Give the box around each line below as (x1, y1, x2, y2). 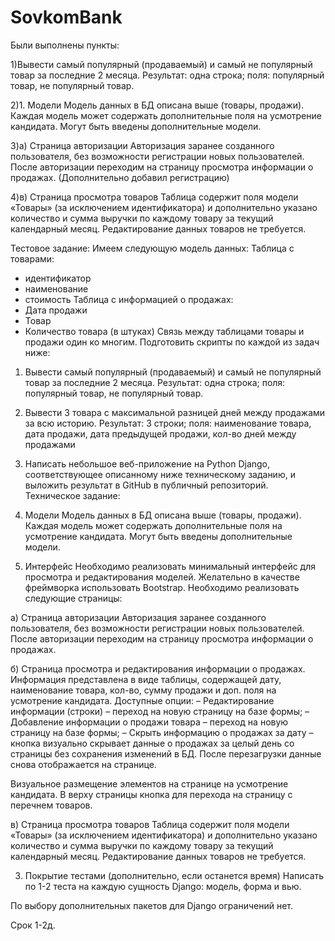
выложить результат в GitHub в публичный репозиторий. (24, 479, 269, 491)
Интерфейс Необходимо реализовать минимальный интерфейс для (24, 560, 316, 572)
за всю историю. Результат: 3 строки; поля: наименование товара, (24, 417, 312, 429)
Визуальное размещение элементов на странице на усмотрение (10, 777, 289, 790)
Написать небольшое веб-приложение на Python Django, (24, 457, 271, 470)
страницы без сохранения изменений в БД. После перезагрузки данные (10, 747, 322, 760)
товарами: (10, 252, 55, 265)
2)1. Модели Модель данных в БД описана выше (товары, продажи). (10, 99, 305, 111)
